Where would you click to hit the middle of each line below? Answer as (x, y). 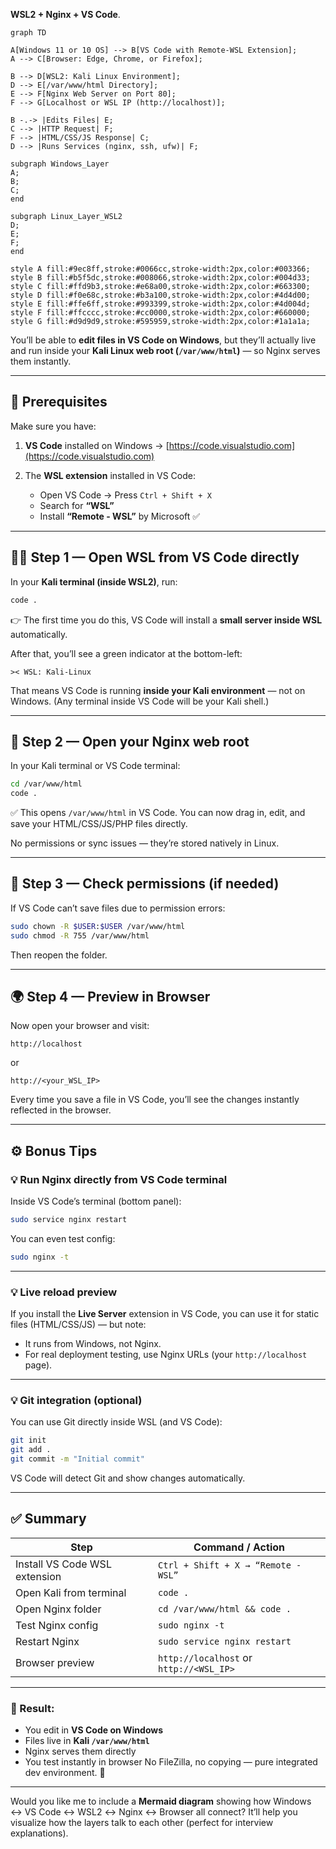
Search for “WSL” (77, 505)
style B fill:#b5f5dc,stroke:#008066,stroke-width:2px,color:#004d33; (160, 278)
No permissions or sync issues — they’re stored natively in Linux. (145, 843)
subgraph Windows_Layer (60, 164)
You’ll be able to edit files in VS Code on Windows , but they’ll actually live (163, 340)
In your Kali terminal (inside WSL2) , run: (94, 581)
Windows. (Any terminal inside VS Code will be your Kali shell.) (140, 701)
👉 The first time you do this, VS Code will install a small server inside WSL (166, 620)
